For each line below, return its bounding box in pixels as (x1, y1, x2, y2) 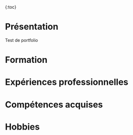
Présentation (5, 21, 58, 32)
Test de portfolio (5, 37, 38, 43)
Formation (5, 55, 48, 65)
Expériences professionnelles (5, 77, 129, 88)
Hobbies (5, 121, 40, 132)
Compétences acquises (5, 99, 103, 110)
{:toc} (5, 4, 17, 10)
